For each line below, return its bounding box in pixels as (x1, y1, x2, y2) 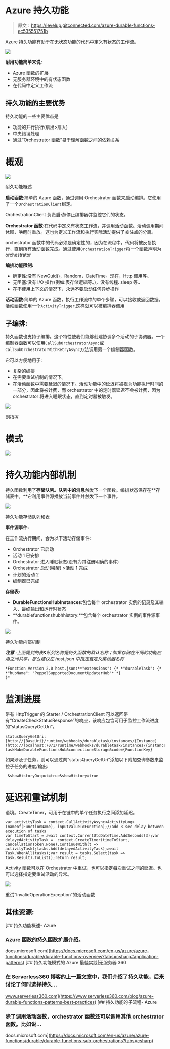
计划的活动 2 (12, 571, 39, 578)
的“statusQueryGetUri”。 (5, 724, 57, 730)
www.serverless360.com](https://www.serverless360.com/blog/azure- (5, 993, 154, 999)
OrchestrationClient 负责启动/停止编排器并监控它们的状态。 (5, 211, 129, 217)
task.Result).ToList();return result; (5, 855, 87, 861)
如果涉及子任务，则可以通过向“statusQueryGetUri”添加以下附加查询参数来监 (5, 757, 163, 763)
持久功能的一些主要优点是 (5, 113, 59, 119)
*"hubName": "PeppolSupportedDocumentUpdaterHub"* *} (5, 671, 121, 676)
